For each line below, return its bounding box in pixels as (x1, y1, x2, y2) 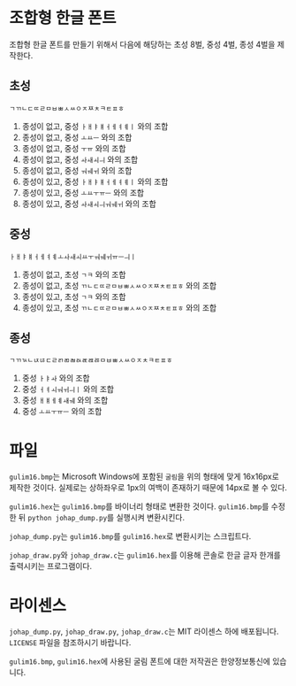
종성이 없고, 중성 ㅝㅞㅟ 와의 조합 (21, 165, 133, 175)
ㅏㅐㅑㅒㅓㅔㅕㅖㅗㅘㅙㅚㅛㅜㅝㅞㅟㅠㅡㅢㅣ (9, 252, 137, 261)
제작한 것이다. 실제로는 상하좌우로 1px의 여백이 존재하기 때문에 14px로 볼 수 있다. (9, 482, 287, 493)
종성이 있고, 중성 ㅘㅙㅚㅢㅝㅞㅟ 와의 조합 (21, 198, 156, 209)
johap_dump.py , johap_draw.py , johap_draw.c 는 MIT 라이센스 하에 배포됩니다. (9, 626, 279, 637)
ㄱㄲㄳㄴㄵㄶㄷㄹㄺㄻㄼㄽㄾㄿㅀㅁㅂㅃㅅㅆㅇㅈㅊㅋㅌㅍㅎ (9, 356, 173, 366)
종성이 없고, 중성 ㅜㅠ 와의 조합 (21, 143, 126, 153)
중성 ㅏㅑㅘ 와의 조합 (21, 373, 90, 383)
